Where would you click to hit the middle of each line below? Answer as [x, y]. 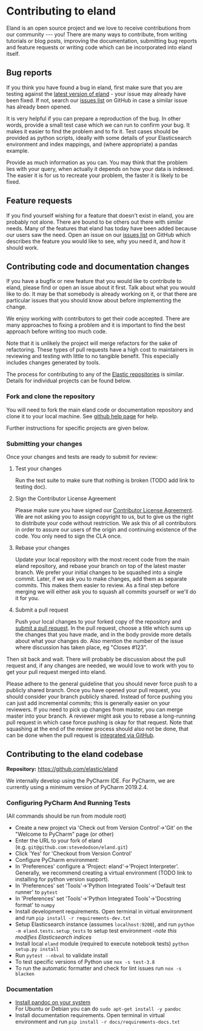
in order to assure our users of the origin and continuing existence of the [106, 529]
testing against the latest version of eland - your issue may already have [96, 94]
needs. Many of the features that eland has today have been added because [101, 228]
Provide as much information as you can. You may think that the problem [97, 162]
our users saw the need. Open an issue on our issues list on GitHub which [98, 235]
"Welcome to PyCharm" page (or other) [64, 834]
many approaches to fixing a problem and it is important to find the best [96, 325]
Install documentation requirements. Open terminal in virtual [90, 1015]
